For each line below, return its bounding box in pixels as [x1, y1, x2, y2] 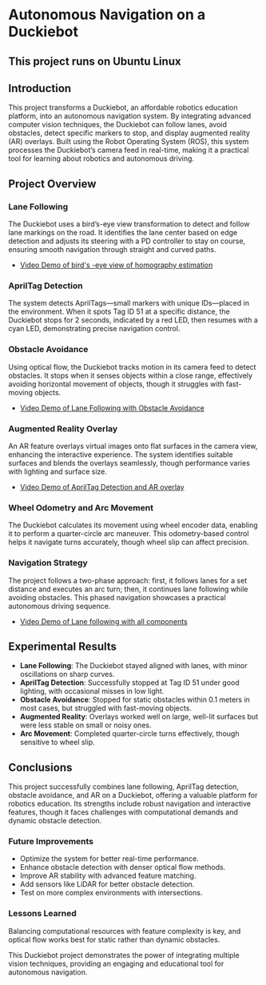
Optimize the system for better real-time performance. [19, 854, 200, 863]
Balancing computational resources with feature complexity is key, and [8, 926, 241, 935]
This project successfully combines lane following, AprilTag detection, [8, 782, 240, 791]
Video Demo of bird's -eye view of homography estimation [19, 260, 213, 270]
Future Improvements [8, 836, 94, 847]
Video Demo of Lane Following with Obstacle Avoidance [19, 402, 205, 413]
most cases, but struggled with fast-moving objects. [19, 703, 192, 713]
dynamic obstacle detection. [8, 816, 102, 826]
